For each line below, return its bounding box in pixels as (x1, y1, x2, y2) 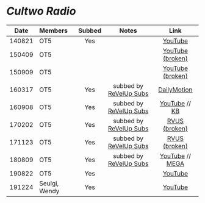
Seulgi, (39, 179, 59, 187)
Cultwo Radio (6, 4, 76, 18)
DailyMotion (158, 85, 193, 94)
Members (39, 26, 68, 35)
